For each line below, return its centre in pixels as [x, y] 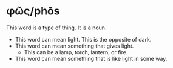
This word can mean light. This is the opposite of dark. [83, 39]
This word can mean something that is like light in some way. [91, 58]
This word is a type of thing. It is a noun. [56, 28]
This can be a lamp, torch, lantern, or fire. [76, 52]
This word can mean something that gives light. [74, 46]
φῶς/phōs [33, 11]
